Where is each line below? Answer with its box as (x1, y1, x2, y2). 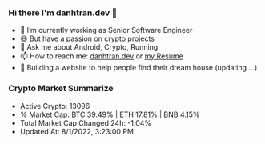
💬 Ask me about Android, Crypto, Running (19, 42, 159, 52)
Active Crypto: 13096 (19, 101, 90, 110)
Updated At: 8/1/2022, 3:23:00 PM (19, 126, 135, 136)
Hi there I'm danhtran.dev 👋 (8, 7, 118, 18)
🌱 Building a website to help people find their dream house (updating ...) (19, 63, 258, 73)
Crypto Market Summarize (8, 83, 114, 94)
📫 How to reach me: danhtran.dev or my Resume (19, 51, 184, 61)
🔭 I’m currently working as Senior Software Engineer (19, 26, 193, 35)
